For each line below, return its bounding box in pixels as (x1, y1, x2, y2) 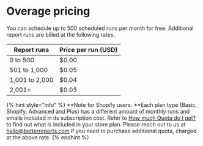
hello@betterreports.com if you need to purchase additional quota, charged (6, 127, 197, 134)
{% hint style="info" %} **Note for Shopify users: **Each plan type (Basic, (6, 101, 197, 108)
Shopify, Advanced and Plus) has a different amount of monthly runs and (6, 108, 190, 115)
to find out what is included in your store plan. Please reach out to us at (6, 120, 186, 128)
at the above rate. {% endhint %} (6, 133, 90, 141)
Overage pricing (6, 4, 90, 18)
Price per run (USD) (59, 45, 118, 54)
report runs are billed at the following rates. (6, 31, 115, 38)
